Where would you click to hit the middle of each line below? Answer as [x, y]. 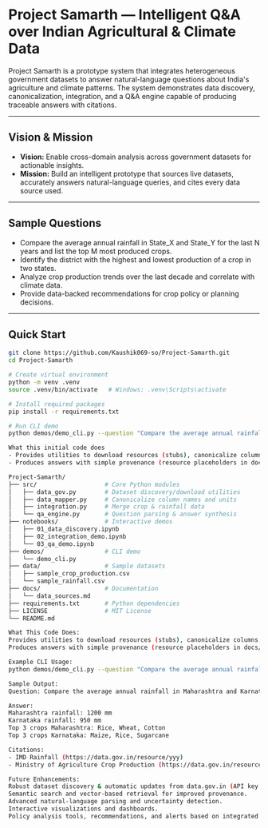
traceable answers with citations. [63, 105]
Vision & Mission [51, 137]
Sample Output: [33, 684]
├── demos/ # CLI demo [75, 551]
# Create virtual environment [59, 375]
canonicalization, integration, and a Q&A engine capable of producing [122, 96]
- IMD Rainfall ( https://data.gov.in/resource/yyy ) [96, 757]
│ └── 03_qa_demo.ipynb [51, 544]
